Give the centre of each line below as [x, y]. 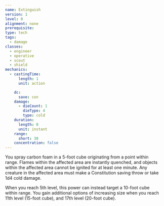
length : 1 [28, 79]
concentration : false [36, 143]
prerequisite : [20, 28]
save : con [28, 97]
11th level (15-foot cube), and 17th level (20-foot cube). [61, 198]
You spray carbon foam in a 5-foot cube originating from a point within [77, 157]
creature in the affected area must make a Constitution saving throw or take [82, 173]
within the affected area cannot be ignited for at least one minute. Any [76, 168]
